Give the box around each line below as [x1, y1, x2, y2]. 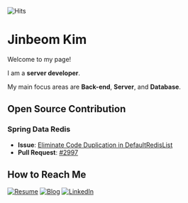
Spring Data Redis [7, 124, 71, 134]
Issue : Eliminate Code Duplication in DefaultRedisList [17, 141, 173, 149]
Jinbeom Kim [7, 32, 87, 48]
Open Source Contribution [7, 103, 126, 115]
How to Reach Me [7, 169, 87, 181]
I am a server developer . [7, 68, 80, 77]
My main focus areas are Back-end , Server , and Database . [7, 82, 181, 91]
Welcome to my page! [7, 55, 72, 63]
